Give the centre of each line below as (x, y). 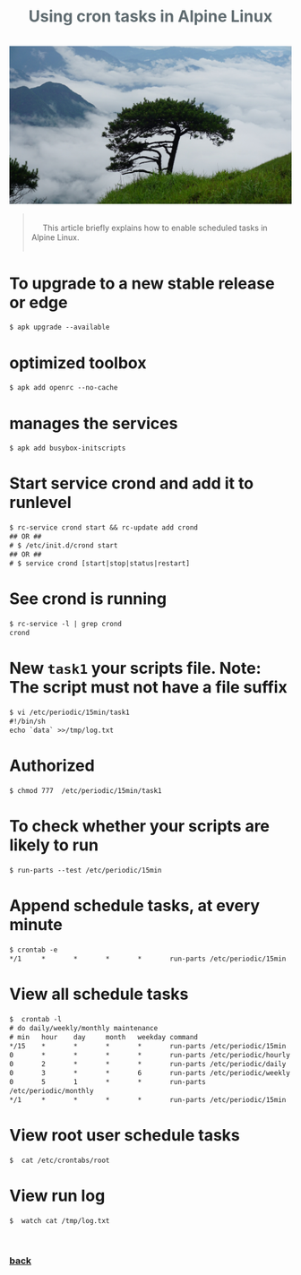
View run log (57, 1196)
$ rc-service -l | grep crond (66, 625)
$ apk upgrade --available (60, 327)
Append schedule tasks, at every (135, 906)
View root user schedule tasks (125, 1136)
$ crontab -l (36, 1019)
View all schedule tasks (99, 994)
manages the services (94, 423)
